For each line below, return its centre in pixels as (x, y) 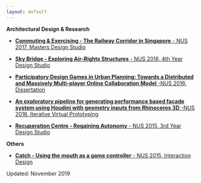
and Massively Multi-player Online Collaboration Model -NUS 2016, (101, 83)
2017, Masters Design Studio (50, 47)
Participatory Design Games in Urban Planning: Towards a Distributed (104, 76)
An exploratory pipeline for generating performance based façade (100, 101)
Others (15, 144)
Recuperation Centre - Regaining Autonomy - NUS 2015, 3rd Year (98, 126)
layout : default (27, 12)
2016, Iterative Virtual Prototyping (56, 114)
